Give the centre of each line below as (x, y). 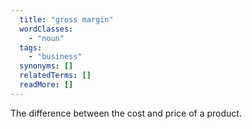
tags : (31, 47)
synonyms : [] (46, 66)
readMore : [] (46, 85)
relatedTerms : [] (55, 76)
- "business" (55, 57)
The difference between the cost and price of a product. (126, 113)
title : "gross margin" (66, 19)
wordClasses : (46, 29)
